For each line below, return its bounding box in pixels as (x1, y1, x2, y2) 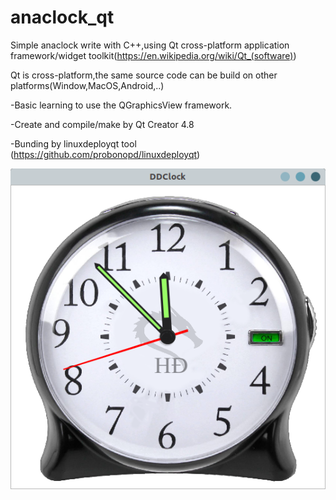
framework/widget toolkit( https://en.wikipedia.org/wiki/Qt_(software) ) (10, 49, 297, 61)
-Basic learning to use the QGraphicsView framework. (10, 99, 233, 111)
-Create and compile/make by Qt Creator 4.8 (10, 118, 195, 130)
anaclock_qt (10, 6, 115, 29)
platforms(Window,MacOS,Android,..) (10, 79, 165, 91)
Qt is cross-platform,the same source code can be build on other (10, 69, 278, 81)
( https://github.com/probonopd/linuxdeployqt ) (10, 148, 201, 160)
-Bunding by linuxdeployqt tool (10, 137, 137, 150)
